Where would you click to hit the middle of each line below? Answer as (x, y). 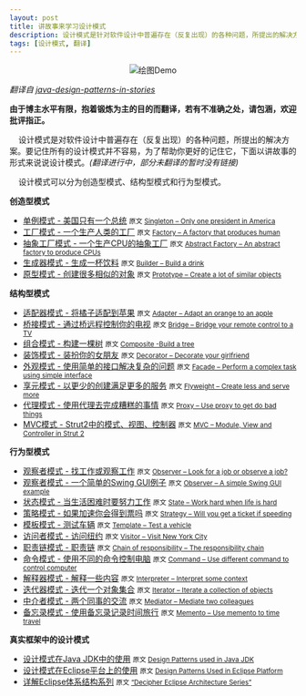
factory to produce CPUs (62, 253)
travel (31, 622)
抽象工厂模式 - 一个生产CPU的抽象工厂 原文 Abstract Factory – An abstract (151, 243)
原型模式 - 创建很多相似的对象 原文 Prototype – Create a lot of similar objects (152, 274)
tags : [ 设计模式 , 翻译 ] (51, 43)
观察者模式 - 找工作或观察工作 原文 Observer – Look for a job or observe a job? (155, 471)
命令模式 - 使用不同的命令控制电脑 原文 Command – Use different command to (156, 559)
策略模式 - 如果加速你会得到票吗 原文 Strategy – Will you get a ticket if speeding (157, 513)
